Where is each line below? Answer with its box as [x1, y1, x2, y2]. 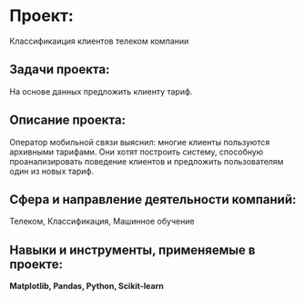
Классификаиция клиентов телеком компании [9, 35, 189, 46]
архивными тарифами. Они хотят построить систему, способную [9, 146, 264, 157]
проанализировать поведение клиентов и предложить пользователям [9, 155, 284, 166]
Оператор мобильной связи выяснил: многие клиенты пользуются [9, 136, 270, 147]
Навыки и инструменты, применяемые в [9, 242, 256, 257]
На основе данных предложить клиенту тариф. [9, 85, 193, 96]
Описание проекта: [9, 113, 126, 128]
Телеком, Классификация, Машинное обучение [9, 215, 195, 227]
